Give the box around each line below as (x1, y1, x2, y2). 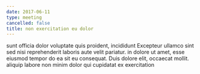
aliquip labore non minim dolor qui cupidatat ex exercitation (6, 61, 155, 69)
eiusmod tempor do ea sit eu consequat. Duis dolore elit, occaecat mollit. (6, 55, 190, 62)
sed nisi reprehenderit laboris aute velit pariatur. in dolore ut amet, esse (6, 49, 185, 56)
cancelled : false (6, 20, 50, 26)
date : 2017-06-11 (6, 8, 50, 15)
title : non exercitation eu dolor (6, 25, 94, 32)
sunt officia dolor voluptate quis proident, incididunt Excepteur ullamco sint (6, 42, 195, 49)
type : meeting (6, 14, 43, 20)
